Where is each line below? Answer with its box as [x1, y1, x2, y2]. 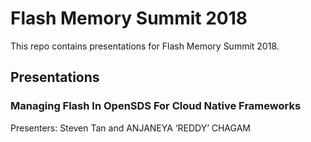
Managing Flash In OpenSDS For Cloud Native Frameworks [10, 99, 302, 113]
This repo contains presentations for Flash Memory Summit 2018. [10, 40, 280, 52]
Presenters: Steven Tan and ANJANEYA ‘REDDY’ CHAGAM [10, 122, 251, 134]
